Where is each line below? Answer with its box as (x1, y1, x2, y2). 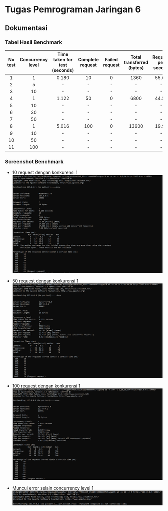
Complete (78, 57, 99, 63)
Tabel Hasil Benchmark (5, 39, 62, 46)
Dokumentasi (5, 24, 48, 32)
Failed (104, 57, 118, 63)
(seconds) (52, 67, 74, 73)
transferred (124, 59, 148, 65)
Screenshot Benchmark (5, 158, 64, 165)
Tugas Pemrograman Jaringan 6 (5, 4, 141, 15)
